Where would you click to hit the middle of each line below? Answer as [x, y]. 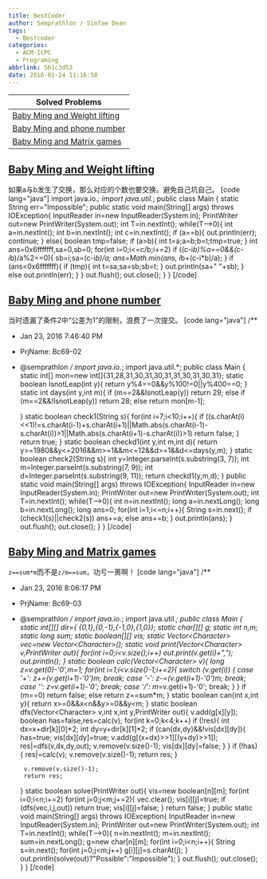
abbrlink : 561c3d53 [41, 68]
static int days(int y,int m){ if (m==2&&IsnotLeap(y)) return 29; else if [132, 392]
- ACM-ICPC [33, 53]
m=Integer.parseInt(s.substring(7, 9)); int [86, 467]
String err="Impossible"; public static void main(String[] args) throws [121, 207]
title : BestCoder [37, 16]
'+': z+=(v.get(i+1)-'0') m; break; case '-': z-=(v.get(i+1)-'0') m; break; [133, 678]
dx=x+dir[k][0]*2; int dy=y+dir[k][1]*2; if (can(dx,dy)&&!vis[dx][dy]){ [133, 729]
